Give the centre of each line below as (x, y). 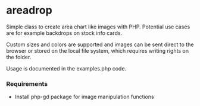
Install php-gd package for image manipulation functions (84, 97)
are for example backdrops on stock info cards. (64, 33)
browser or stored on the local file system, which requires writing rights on (98, 50)
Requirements (27, 83)
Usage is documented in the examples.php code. (66, 68)
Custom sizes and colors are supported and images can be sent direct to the (100, 44)
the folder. (19, 57)
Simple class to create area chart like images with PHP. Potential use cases (98, 27)
